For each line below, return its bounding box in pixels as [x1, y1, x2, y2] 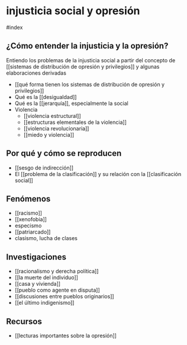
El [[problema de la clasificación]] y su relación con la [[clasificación [14, 170, 182, 177]
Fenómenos [6, 194, 51, 204]
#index [6, 24, 23, 31]
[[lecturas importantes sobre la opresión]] [14, 332, 117, 339]
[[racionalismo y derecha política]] [14, 268, 99, 275]
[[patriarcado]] [14, 228, 51, 235]
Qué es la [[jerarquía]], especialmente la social [14, 100, 128, 107]
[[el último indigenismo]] [14, 299, 75, 306]
